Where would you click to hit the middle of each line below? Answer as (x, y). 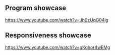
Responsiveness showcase (48, 36)
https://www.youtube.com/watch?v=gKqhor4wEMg (58, 47)
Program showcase (36, 8)
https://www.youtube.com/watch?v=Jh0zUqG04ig (57, 20)
